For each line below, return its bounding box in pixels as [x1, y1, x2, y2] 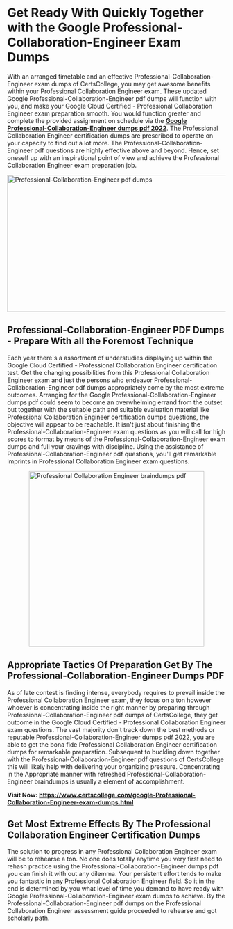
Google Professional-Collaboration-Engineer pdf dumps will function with [7, 94, 217, 102]
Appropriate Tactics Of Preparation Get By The [7, 659, 213, 671]
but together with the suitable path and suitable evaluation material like [7, 405, 209, 413]
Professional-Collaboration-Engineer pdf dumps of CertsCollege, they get [7, 710, 218, 719]
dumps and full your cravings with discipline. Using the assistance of [7, 442, 204, 450]
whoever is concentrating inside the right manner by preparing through [7, 703, 210, 711]
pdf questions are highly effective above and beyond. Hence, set [34, 146, 220, 154]
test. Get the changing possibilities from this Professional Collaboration [7, 368, 210, 376]
